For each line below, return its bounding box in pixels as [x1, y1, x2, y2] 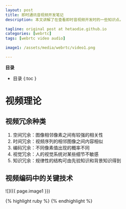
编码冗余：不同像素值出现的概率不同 [12, 144, 90, 150]
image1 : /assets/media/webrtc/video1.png [5, 45, 96, 50]
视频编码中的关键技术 [5, 174, 73, 183]
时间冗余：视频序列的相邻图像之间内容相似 [12, 138, 103, 144]
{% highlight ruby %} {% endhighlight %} [5, 198, 93, 204]
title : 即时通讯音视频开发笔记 [5, 12, 64, 17]
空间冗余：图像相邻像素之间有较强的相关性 [12, 131, 103, 138]
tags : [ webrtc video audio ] [5, 36, 66, 41]
